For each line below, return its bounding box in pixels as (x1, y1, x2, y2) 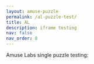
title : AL (6, 19, 30, 25)
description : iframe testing (6, 24, 77, 31)
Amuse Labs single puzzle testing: (6, 52, 89, 58)
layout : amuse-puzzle (6, 8, 59, 15)
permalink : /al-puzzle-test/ (6, 14, 77, 20)
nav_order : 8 (6, 35, 38, 41)
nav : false (6, 30, 33, 36)
